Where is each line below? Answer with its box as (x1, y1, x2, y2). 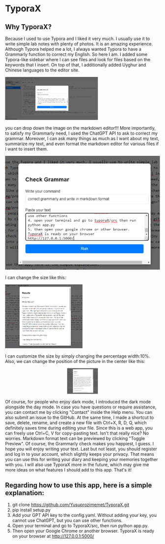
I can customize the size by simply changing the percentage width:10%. (5, 353, 151, 359)
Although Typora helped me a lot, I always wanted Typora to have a (5, 46, 141, 52)
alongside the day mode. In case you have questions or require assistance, (5, 404, 157, 410)
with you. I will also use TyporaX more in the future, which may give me (5, 462, 149, 468)
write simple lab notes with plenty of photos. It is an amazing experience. (5, 41, 153, 47)
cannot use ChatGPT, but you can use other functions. (12, 517, 123, 523)
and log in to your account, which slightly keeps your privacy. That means (5, 451, 155, 457)
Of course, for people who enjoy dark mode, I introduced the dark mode (5, 399, 151, 404)
